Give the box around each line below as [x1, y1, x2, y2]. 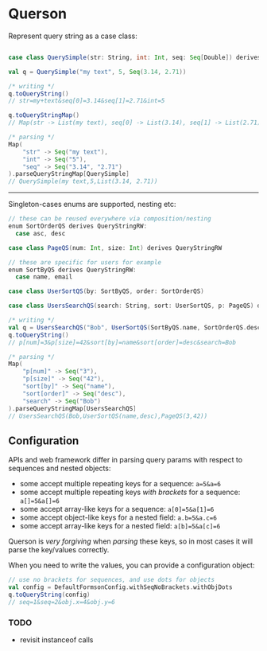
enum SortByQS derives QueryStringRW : [8, 266, 137, 274]
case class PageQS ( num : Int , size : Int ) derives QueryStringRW [8, 244, 222, 251]
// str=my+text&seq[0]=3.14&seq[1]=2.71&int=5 [8, 97, 165, 105]
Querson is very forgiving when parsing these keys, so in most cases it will [8, 536, 253, 546]
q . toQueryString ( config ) [8, 591, 91, 598]
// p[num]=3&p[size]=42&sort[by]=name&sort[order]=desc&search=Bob [8, 338, 237, 346]
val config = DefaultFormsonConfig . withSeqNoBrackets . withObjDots [8, 583, 233, 591]
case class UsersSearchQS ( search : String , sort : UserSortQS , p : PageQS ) [8, 302, 254, 310]
